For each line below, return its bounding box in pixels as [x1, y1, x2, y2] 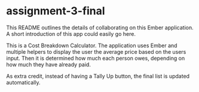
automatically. [6, 79, 41, 86]
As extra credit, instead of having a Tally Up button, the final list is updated [6, 72, 190, 79]
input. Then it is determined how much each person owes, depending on [6, 54, 185, 62]
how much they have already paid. [6, 61, 91, 68]
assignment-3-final [6, 4, 106, 18]
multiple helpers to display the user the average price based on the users [6, 48, 186, 55]
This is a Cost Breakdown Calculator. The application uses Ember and [6, 42, 177, 49]
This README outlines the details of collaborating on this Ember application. [6, 24, 194, 31]
